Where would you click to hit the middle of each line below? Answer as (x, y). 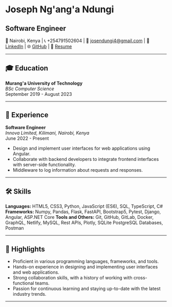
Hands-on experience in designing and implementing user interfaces (85, 267)
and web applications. (36, 272)
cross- (140, 278)
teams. (42, 283)
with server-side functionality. (44, 165)
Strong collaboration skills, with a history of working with (72, 278)
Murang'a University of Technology (44, 83)
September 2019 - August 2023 (39, 94)
